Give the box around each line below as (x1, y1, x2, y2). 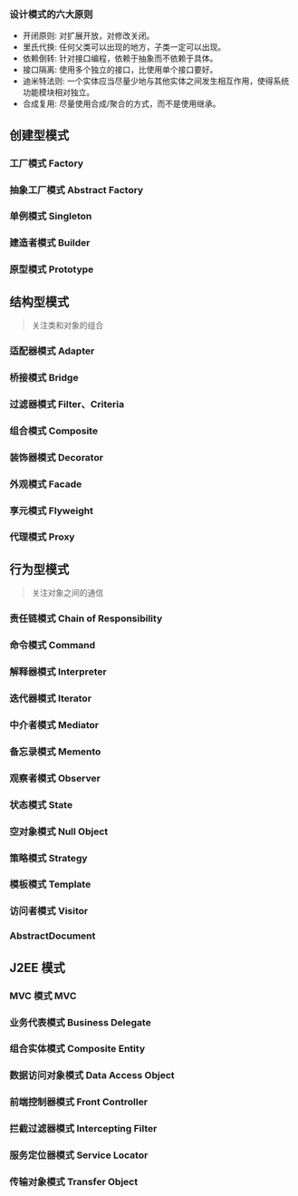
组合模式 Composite (9, 424, 98, 437)
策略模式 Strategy (9, 851, 88, 864)
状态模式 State (9, 798, 73, 811)
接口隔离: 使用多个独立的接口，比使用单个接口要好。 (22, 64, 218, 75)
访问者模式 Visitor (9, 905, 89, 918)
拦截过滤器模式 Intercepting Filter (9, 1123, 158, 1135)
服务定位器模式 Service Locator (9, 1149, 149, 1162)
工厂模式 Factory (9, 157, 84, 170)
